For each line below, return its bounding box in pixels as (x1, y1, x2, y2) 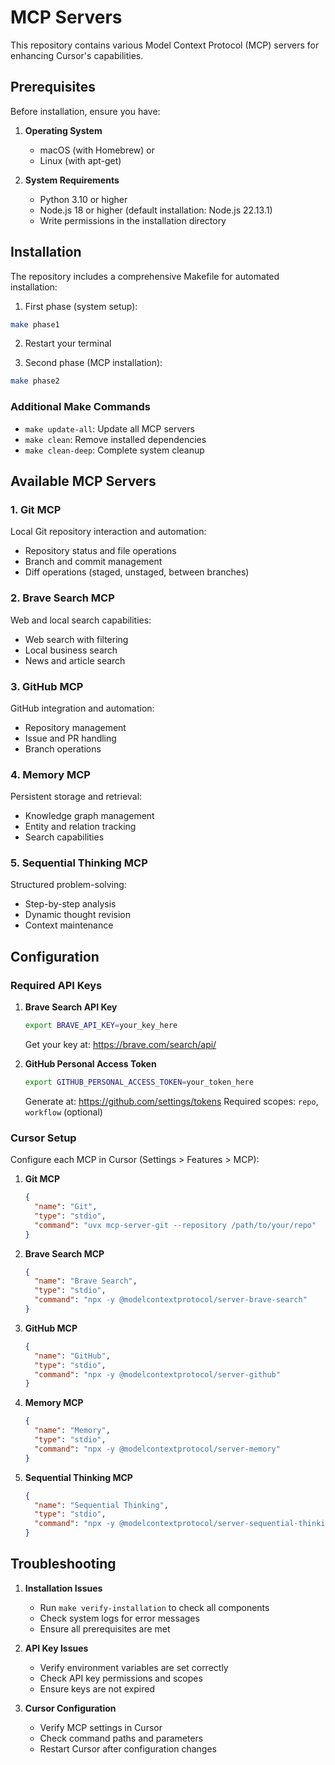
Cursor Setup (10, 1131, 77, 1145)
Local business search (24, 644, 118, 656)
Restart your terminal (24, 337, 112, 350)
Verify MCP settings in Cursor (39, 1721, 163, 1733)
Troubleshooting (10, 1556, 117, 1573)
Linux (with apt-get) (39, 154, 122, 166)
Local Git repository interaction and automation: (10, 526, 207, 538)
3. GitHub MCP (10, 679, 84, 693)
